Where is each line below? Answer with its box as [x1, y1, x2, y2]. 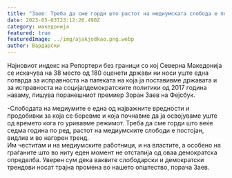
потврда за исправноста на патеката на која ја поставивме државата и [7, 76, 217, 84]
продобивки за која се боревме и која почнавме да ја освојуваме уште [7, 112, 217, 120]
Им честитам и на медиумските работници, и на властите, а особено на [7, 141, 221, 149]
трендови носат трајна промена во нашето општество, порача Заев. [7, 163, 210, 171]
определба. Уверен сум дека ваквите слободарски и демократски [7, 156, 204, 163]
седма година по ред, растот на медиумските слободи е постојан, [7, 126, 204, 134]
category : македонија [7, 23, 70, 30]
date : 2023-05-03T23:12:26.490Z [7, 17, 100, 24]
